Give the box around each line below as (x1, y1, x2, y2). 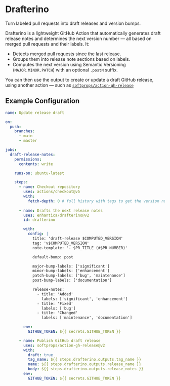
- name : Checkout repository (18, 184, 80, 189)
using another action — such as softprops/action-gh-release (5, 82, 134, 88)
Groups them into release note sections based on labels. (12, 56, 131, 62)
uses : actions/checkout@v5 (23, 189, 80, 195)
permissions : (14, 157, 42, 162)
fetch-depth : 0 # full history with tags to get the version (27, 199, 159, 204)
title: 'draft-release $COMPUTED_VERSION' (32, 236, 123, 241)
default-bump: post (32, 254, 73, 259)
